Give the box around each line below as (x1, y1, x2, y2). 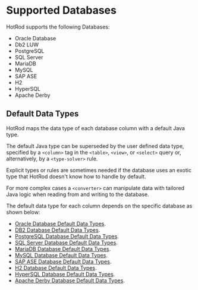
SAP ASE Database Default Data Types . (14, 258, 112, 265)
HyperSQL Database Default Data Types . (14, 270, 115, 278)
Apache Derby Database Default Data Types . (14, 277, 125, 284)
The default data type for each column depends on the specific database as (6, 202, 193, 209)
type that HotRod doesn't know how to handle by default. (6, 173, 146, 180)
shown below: (6, 209, 40, 216)
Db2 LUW (14, 41, 39, 48)
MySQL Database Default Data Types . (14, 251, 108, 259)
